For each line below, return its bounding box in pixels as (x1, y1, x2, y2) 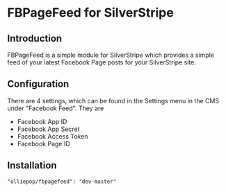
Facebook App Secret (17, 125, 80, 133)
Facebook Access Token (17, 132, 88, 140)
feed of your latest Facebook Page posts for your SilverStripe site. (7, 58, 197, 67)
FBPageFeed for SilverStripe (7, 5, 174, 21)
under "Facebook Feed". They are (7, 104, 104, 112)
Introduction (7, 33, 63, 44)
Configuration (7, 78, 70, 90)
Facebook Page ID (17, 139, 71, 148)
